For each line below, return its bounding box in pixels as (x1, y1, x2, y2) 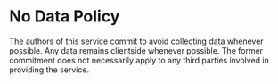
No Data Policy (9, 6, 120, 27)
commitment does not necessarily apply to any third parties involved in (9, 55, 269, 65)
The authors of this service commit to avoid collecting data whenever (9, 36, 265, 46)
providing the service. (9, 64, 90, 75)
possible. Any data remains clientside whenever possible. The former (9, 45, 264, 55)
